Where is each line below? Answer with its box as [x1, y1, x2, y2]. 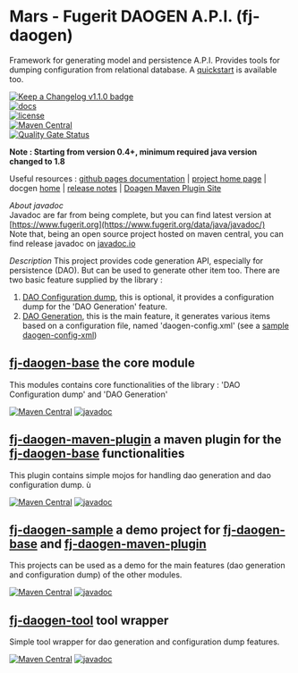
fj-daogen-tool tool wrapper [9, 612, 169, 627]
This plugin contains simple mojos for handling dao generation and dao [9, 469, 271, 480]
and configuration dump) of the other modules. [9, 569, 183, 580]
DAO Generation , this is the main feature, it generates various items [21, 310, 271, 321]
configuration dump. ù [9, 479, 91, 490]
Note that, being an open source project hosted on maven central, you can [9, 228, 284, 239]
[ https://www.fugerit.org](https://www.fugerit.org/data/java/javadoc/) [9, 219, 266, 230]
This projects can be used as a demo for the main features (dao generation [9, 560, 285, 571]
